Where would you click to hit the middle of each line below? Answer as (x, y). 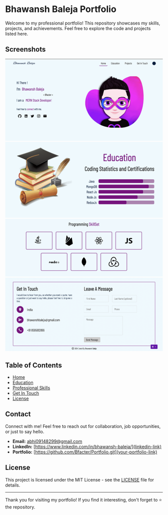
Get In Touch (25, 393)
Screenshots (25, 49)
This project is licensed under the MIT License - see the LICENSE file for (79, 479)
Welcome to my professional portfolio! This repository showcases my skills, (83, 23)
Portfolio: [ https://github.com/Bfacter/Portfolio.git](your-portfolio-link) (85, 452)
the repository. (20, 507)
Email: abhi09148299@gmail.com (47, 441)
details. (13, 485)
